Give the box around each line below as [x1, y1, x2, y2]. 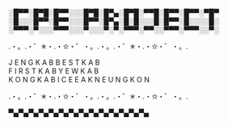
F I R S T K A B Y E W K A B [8, 66, 99, 76]
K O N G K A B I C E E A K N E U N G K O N [8, 75, 150, 84]
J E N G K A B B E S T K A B [8, 57, 100, 67]
